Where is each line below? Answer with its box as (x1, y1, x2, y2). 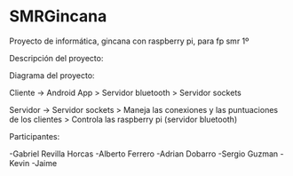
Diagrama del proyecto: (9, 69, 95, 81)
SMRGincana (9, 6, 107, 27)
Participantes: (9, 131, 60, 141)
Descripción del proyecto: (9, 52, 104, 63)
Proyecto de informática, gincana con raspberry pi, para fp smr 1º (9, 36, 249, 46)
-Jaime (31, 157, 58, 168)
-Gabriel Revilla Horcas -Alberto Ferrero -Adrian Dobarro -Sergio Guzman (9, 148, 279, 159)
